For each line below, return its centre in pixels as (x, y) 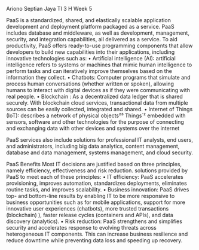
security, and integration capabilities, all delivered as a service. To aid (92, 39)
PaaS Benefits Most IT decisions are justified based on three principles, (94, 164)
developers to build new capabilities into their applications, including (91, 52)
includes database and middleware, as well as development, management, (98, 33)
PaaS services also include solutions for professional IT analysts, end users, (99, 140)
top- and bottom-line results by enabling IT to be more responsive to (91, 196)
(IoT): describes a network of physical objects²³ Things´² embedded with (96, 115)
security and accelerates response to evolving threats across (81, 228)
